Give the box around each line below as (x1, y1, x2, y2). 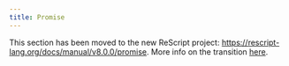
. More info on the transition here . (146, 46, 269, 57)
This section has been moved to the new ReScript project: (9, 37, 220, 48)
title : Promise (9, 12, 65, 22)
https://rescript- (221, 37, 280, 48)
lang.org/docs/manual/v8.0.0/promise (9, 46, 148, 57)
